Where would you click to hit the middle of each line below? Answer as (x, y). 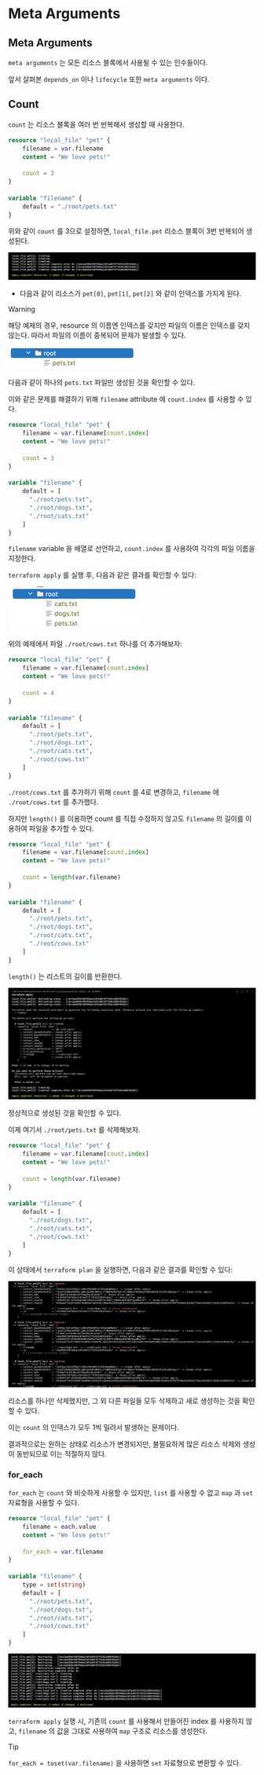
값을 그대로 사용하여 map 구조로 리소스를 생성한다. (132, 1731)
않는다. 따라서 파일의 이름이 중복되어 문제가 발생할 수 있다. (97, 336)
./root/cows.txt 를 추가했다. (53, 802)
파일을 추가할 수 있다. (61, 828)
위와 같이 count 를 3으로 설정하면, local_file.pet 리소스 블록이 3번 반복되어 (126, 231)
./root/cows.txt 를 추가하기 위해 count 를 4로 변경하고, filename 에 (114, 792)
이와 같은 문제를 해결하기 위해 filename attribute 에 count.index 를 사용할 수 (126, 399)
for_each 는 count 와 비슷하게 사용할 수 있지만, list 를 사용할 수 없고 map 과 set (131, 1493)
